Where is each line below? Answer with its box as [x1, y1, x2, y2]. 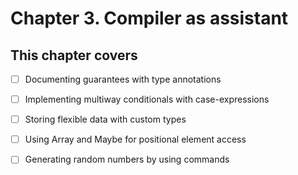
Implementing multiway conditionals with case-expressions [24, 93, 270, 106]
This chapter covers [10, 47, 138, 64]
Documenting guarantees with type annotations [24, 73, 222, 85]
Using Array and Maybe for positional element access [24, 133, 247, 146]
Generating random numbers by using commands [24, 153, 230, 166]
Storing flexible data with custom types [24, 113, 187, 126]
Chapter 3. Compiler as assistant [10, 7, 289, 30]
